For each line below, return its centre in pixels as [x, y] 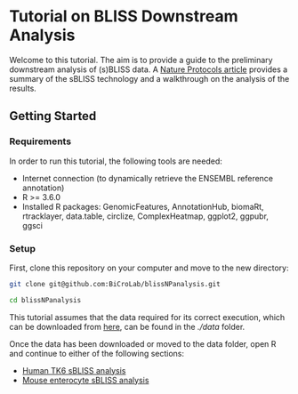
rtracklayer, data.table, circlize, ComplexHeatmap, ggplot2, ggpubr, [145, 216]
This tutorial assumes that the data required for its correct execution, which [147, 317]
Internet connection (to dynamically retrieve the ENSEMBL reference [148, 178]
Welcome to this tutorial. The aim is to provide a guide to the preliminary [141, 60]
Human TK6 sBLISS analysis [74, 370]
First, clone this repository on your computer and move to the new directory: [149, 268]
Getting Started [53, 116]
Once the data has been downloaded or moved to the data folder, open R [143, 343]
